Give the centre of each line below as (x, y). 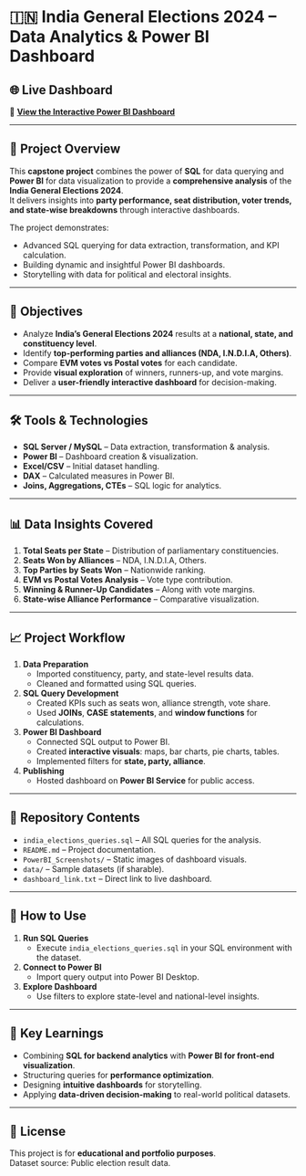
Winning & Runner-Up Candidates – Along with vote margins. (138, 590)
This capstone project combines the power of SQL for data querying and (147, 171)
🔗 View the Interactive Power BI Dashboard (92, 112)
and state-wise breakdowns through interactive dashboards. (124, 210)
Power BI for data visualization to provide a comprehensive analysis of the (151, 181)
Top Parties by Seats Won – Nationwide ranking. (114, 570)
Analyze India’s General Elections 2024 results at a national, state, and (158, 333)
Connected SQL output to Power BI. (103, 742)
